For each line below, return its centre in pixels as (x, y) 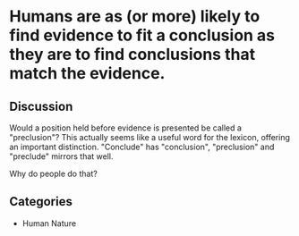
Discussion (41, 106)
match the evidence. (87, 74)
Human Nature (49, 223)
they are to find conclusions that (132, 55)
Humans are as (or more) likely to (135, 17)
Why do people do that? (54, 173)
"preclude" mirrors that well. (61, 156)
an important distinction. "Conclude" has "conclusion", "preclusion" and (142, 147)
